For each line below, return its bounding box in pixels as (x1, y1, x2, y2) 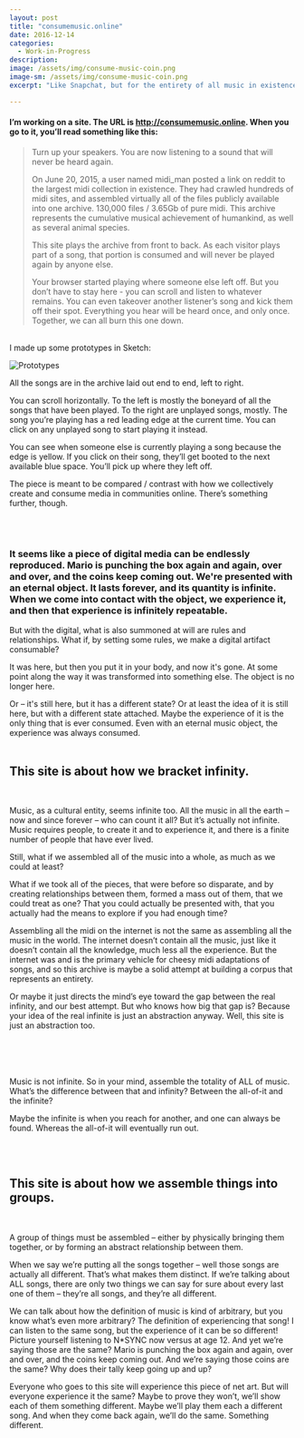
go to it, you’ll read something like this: (9, 126, 158, 137)
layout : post (9, 13, 59, 23)
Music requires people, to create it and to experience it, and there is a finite (9, 824, 290, 835)
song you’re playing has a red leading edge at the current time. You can (9, 414, 276, 425)
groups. (9, 1190, 55, 1206)
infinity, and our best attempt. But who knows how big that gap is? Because (9, 1000, 290, 1012)
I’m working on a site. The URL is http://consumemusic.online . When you (9, 117, 290, 128)
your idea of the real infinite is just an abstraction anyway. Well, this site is (9, 1010, 285, 1021)
